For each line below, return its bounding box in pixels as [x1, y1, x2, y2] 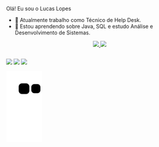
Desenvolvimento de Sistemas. [14, 29, 91, 36]
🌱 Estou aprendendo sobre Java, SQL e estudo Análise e [14, 23, 153, 30]
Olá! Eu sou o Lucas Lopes [6, 5, 71, 12]
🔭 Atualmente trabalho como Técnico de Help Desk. [14, 17, 141, 23]
